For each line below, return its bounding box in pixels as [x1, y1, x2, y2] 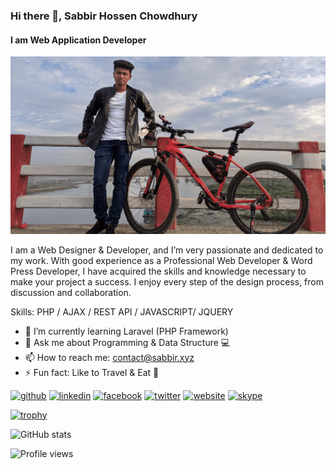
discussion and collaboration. [10, 286, 132, 298]
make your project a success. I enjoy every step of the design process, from [10, 275, 324, 288]
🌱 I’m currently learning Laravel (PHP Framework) [24, 325, 229, 337]
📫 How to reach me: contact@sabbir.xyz [24, 351, 195, 363]
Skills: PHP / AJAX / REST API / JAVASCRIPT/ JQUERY [10, 305, 234, 318]
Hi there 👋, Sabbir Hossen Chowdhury [10, 9, 198, 23]
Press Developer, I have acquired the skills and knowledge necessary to [10, 265, 307, 277]
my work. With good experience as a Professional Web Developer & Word [10, 254, 313, 266]
